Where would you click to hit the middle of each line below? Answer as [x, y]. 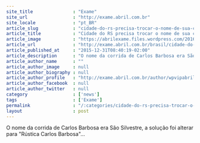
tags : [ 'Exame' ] [54, 100]
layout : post [48, 111]
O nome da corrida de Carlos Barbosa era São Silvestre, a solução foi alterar [100, 128]
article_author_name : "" [45, 61]
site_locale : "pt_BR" [51, 23]
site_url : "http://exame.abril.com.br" [78, 17]
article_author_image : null [48, 67]
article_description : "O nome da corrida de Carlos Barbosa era [96, 56]
